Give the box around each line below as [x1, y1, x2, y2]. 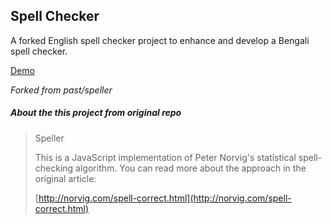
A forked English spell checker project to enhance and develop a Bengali [10, 34, 310, 46]
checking [34, 162, 74, 174]
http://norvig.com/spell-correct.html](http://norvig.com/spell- [38, 192, 292, 204]
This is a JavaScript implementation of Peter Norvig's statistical [34, 151, 297, 163]
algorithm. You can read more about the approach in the [75, 162, 307, 174]
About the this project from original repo [10, 107, 182, 119]
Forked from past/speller [10, 84, 113, 96]
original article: [34, 172, 97, 184]
